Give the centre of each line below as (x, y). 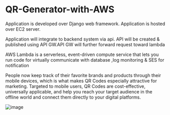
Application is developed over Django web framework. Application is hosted (85, 24)
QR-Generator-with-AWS (60, 9)
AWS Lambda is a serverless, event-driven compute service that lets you (82, 54)
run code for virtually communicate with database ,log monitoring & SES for (85, 60)
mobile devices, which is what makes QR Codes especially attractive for (81, 81)
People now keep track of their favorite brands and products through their (83, 75)
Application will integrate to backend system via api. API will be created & (83, 39)
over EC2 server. (23, 29)
